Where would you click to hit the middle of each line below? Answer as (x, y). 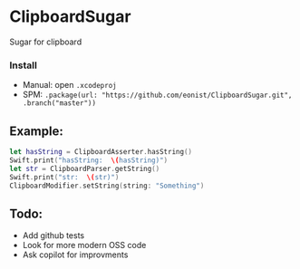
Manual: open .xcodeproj (70, 85)
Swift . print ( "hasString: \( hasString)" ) (89, 160)
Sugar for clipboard (46, 42)
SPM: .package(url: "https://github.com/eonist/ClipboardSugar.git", (157, 95)
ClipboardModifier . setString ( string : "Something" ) (107, 186)
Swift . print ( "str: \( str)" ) (64, 177)
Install (24, 65)
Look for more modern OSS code (84, 245)
